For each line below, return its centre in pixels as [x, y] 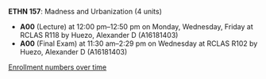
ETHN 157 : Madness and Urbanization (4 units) [85, 11]
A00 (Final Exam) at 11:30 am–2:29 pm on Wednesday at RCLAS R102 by [139, 43]
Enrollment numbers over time [58, 67]
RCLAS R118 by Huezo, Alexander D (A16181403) [99, 35]
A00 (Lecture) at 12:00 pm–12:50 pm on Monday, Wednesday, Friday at [136, 26]
